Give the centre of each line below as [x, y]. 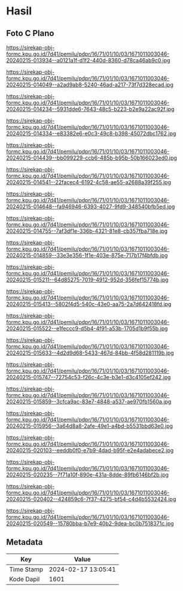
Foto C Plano [30, 33]
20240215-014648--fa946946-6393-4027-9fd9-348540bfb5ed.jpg [91, 206]
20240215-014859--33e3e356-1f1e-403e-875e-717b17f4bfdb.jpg [87, 255]
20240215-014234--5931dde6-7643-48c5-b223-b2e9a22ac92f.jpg [90, 109]
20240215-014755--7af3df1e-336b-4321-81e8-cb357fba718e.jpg [87, 231]
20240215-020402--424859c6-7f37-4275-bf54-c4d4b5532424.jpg [91, 499]
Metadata [25, 542]
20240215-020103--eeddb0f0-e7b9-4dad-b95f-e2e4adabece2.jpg [90, 450]
